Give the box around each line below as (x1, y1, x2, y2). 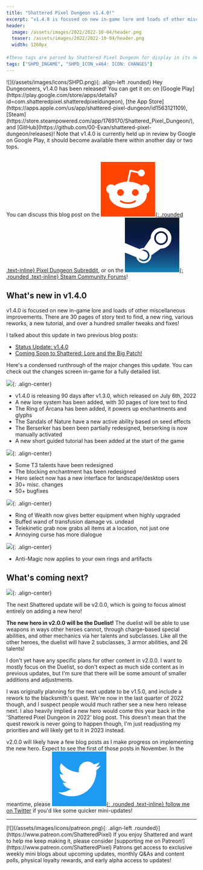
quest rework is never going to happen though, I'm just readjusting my (6, 720, 181, 727)
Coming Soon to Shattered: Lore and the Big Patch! (14, 349, 143, 357)
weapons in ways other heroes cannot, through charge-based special (6, 626, 180, 633)
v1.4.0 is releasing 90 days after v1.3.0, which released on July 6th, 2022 (14, 392, 196, 399)
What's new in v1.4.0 (6, 291, 88, 301)
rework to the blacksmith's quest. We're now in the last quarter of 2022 (6, 695, 184, 702)
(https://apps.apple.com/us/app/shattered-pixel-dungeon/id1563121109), (6, 104, 188, 112)
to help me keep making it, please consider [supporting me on (6, 837, 161, 845)
